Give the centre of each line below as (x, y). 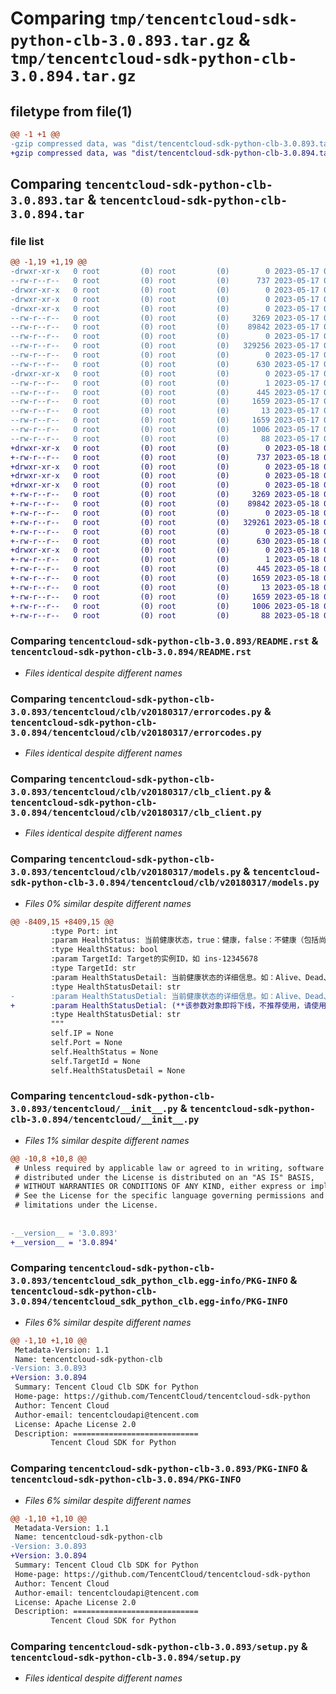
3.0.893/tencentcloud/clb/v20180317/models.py (126, 872)
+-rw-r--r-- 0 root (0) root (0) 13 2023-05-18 (165, 587)
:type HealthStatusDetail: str (116, 987)
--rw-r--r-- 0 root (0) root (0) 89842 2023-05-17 (165, 327)
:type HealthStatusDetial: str (116, 1015)
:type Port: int (84, 931)
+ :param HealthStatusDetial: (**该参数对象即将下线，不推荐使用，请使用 (168, 1005)
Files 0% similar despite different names (108, 903)
